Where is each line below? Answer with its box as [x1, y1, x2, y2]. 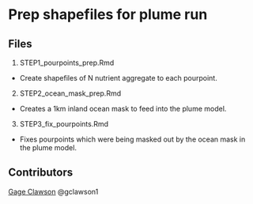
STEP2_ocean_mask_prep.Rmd [19, 89, 121, 98]
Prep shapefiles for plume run [8, 6, 208, 24]
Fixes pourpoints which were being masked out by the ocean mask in [19, 134, 246, 144]
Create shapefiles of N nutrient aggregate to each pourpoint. [19, 74, 217, 82]
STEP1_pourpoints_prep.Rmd [19, 58, 115, 67]
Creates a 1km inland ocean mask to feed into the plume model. [19, 104, 227, 113]
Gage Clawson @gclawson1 [8, 187, 99, 196]
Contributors [8, 166, 74, 179]
